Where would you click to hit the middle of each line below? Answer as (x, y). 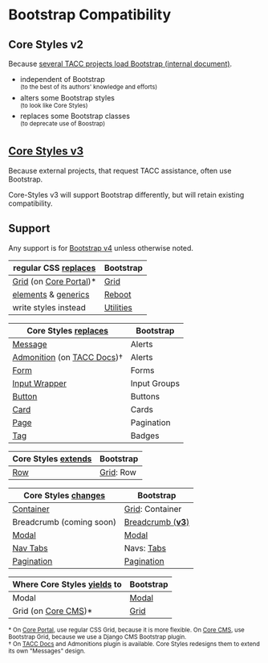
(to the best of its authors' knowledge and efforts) (89, 87)
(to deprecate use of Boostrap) (63, 124)
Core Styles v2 (46, 45)
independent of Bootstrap (63, 79)
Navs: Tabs (145, 548)
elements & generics (51, 294)
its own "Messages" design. (47, 651)
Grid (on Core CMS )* (53, 611)
